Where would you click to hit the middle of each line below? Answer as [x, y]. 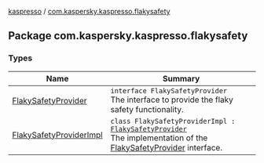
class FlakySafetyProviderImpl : [173, 121]
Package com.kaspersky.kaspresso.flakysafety [128, 36]
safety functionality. [147, 109]
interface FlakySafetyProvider [169, 91]
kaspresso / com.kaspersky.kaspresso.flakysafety [89, 11]
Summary [181, 78]
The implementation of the [159, 138]
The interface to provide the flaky [172, 100]
